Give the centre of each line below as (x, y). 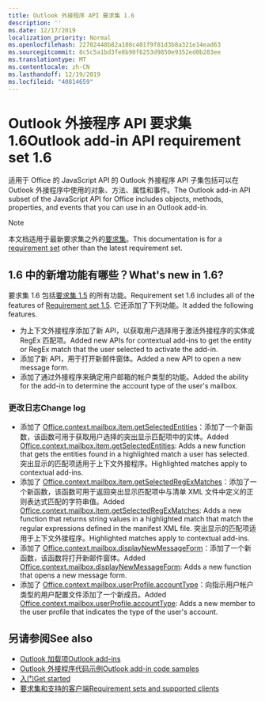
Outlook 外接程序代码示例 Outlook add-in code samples (109, 669)
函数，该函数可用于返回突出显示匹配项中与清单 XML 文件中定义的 (140, 491)
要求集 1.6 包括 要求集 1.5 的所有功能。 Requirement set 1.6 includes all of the (131, 296)
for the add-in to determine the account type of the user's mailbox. (129, 386)
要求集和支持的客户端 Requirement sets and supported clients (119, 688)
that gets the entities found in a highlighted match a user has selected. (134, 454)
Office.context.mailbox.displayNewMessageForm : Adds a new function (135, 566)
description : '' (35, 23)
